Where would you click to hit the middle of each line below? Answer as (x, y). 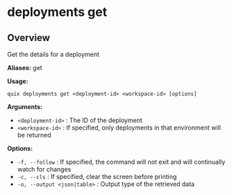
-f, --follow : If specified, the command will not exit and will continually (121, 162)
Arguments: (25, 107)
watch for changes (44, 169)
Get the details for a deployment (53, 54)
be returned (34, 135)
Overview (29, 38)
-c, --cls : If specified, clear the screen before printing (97, 177)
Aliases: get (25, 68)
